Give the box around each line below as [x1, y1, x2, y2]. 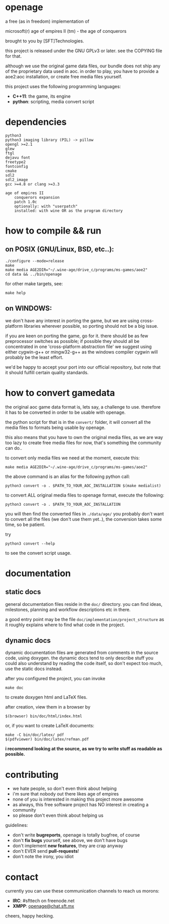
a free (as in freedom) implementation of [5, 18, 90, 24]
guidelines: [5, 822, 28, 828]
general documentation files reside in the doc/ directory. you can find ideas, [5, 601, 162, 607]
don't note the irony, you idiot [12, 854, 74, 860]
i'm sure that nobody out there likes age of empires [12, 791, 119, 797]
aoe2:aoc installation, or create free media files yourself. [5, 73, 123, 79]
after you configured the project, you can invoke [5, 676, 105, 682]
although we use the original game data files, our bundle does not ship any [5, 63, 160, 69]
